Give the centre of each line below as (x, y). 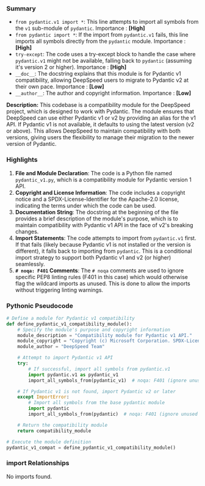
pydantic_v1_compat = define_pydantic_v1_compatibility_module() (91, 448)
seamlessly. (30, 264)
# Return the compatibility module (63, 425)
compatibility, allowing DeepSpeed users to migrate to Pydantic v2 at (102, 80)
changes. (27, 231)
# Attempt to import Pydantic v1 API (65, 358)
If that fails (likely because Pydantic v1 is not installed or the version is (103, 244)
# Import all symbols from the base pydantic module (97, 403)
